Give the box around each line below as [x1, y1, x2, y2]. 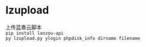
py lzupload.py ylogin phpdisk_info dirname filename [5, 35, 141, 41]
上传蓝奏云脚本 [5, 23, 42, 31]
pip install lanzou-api [5, 30, 64, 36]
